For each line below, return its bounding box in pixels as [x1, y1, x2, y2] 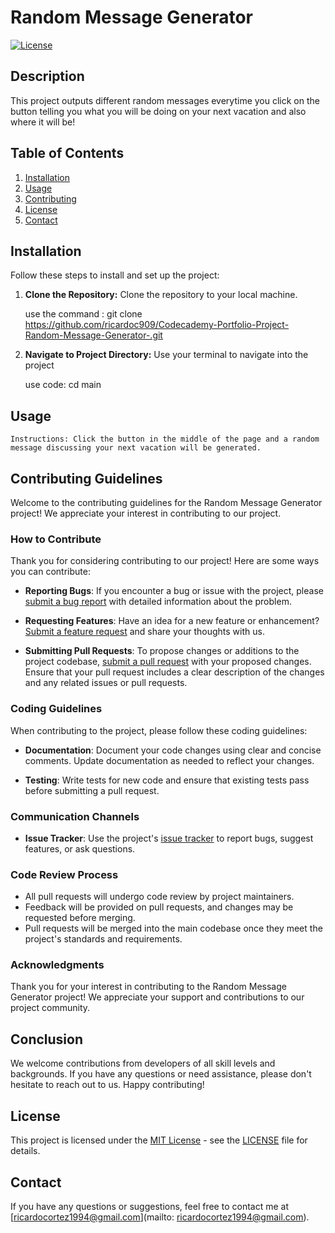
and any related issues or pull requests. [24, 677, 188, 689]
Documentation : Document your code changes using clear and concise [24, 744, 322, 756]
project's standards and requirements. [24, 933, 183, 945]
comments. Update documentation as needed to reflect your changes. [24, 754, 315, 766]
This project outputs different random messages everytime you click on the [10, 94, 320, 106]
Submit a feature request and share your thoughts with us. [24, 626, 265, 638]
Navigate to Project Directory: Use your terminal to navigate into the [24, 349, 309, 361]
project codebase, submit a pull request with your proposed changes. [24, 656, 312, 668]
